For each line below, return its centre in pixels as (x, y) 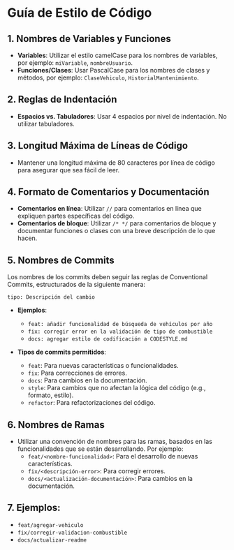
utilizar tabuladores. (46, 124)
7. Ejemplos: (34, 508)
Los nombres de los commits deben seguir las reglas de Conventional (108, 277)
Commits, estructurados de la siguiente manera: (76, 285)
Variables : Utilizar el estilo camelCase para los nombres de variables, (117, 55)
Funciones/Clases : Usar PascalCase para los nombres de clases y (114, 70)
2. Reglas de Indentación (62, 99)
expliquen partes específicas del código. (76, 216)
